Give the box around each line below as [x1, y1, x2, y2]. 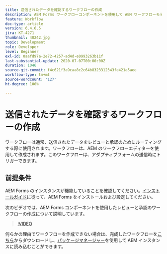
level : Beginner [5, 49, 39, 54]
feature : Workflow [5, 16, 43, 21]
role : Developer [5, 44, 39, 49]
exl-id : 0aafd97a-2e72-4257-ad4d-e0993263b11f [5, 53, 103, 59]
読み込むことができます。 [13, 244, 66, 250]
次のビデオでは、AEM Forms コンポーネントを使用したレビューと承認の [5, 205, 152, 211]
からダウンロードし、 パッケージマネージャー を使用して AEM [14, 238, 138, 244]
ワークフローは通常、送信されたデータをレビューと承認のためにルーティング [5, 139, 162, 145]
